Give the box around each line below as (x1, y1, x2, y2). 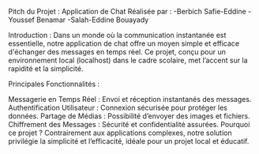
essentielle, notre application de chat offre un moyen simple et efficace (8, 39, 239, 48)
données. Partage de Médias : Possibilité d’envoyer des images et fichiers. (8, 111, 250, 121)
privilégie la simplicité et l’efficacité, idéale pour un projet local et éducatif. (8, 137, 250, 145)
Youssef (8, 15, 36, 24)
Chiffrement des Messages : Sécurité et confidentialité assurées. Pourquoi (8, 120, 250, 129)
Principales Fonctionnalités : (8, 79, 100, 88)
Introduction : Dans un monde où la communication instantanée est (8, 31, 227, 39)
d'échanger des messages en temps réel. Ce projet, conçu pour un (8, 47, 227, 56)
